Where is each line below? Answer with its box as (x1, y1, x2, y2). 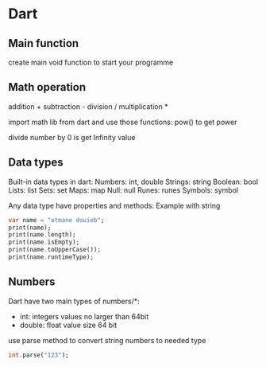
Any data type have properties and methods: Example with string (8, 201, 221, 210)
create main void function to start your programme (8, 57, 174, 67)
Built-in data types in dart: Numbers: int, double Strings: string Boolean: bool (8, 177, 259, 186)
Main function (8, 37, 79, 50)
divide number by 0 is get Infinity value (8, 132, 136, 142)
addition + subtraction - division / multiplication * (8, 101, 168, 111)
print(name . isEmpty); (8, 238, 80, 247)
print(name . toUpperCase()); (8, 246, 102, 254)
